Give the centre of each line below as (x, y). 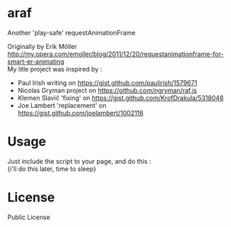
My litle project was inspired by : (55, 69)
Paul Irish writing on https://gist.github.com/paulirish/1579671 (107, 82)
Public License (29, 217)
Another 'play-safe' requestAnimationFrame (71, 33)
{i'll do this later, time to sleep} (52, 169)
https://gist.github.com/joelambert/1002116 (80, 113)
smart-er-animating (36, 61)
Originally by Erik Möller (42, 46)
